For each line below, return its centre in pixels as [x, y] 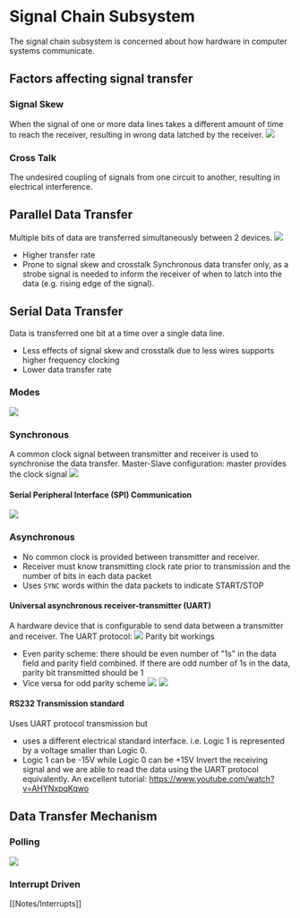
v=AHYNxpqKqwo [56, 788]
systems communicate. [52, 50]
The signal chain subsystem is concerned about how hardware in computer [149, 41]
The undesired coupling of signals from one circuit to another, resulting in [145, 177]
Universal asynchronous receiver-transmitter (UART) [111, 606]
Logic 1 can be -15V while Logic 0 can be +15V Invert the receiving [145, 760]
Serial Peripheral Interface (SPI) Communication [101, 495]
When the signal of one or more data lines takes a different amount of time [146, 123]
